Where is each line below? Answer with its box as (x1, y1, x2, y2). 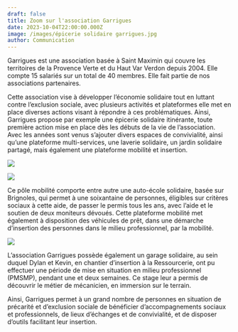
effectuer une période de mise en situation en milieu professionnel (7, 266, 202, 274)
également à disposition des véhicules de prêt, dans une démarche (7, 216, 204, 225)
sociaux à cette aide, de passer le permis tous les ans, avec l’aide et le (7, 201, 213, 210)
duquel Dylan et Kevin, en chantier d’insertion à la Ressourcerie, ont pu (7, 259, 215, 267)
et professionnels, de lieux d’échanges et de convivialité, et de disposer (7, 310, 217, 318)
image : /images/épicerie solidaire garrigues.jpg (7, 30, 158, 38)
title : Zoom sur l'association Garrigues (7, 17, 132, 24)
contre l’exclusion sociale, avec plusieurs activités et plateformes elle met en (7, 100, 232, 109)
